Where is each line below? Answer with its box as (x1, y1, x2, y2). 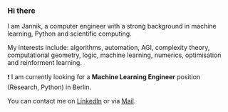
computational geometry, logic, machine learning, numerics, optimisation (7, 51, 222, 59)
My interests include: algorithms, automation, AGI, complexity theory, (7, 44, 210, 52)
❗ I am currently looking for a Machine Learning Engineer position (7, 73, 201, 81)
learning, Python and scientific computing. (7, 29, 132, 38)
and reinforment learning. (7, 58, 82, 67)
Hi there (7, 6, 36, 16)
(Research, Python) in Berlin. (7, 83, 91, 91)
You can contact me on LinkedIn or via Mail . (7, 97, 136, 106)
